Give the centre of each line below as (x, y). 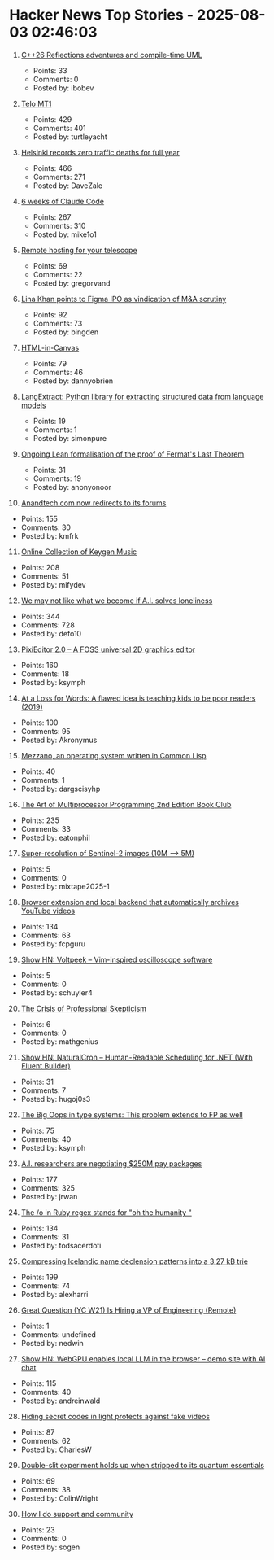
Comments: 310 (59, 225)
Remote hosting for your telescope (79, 250)
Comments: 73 (58, 323)
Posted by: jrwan (49, 1196)
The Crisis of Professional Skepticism (84, 1008)
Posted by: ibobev (63, 88)
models (33, 405)
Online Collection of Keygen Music (79, 552)
